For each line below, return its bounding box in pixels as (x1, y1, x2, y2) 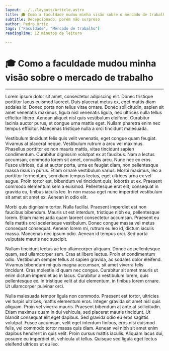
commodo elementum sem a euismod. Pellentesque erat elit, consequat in (5, 183, 159, 189)
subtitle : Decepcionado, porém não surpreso (5, 17, 100, 22)
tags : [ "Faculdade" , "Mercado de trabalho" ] (5, 26, 100, 31)
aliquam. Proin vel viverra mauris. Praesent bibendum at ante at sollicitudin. (5, 303, 161, 310)
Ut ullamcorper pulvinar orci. (5, 283, 64, 289)
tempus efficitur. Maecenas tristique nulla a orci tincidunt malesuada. (5, 125, 148, 131)
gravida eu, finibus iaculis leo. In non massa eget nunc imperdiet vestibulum (5, 188, 162, 194)
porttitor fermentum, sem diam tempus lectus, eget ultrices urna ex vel (5, 172, 152, 179)
